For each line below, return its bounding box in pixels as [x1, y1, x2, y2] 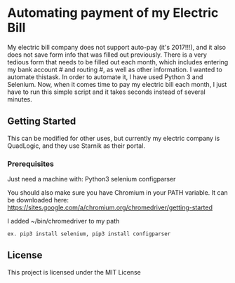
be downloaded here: [7, 196, 69, 205]
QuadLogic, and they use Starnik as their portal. [7, 141, 146, 150]
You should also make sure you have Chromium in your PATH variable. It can [7, 188, 228, 197]
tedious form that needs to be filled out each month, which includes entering [7, 57, 229, 66]
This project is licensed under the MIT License [7, 268, 142, 276]
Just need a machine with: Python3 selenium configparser [7, 175, 176, 184]
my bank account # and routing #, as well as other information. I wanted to [7, 65, 222, 74]
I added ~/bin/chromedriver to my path [7, 217, 120, 226]
